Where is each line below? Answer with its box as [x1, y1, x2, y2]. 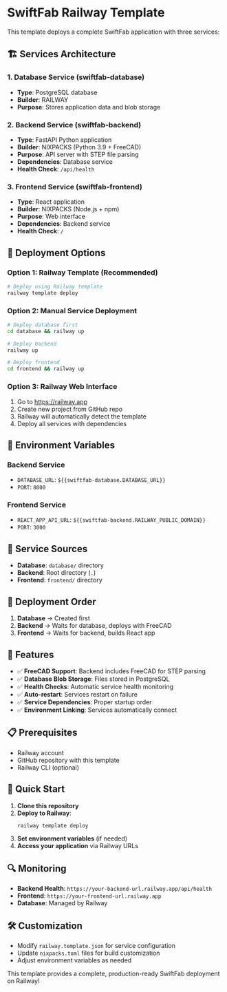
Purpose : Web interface [17, 212, 86, 221]
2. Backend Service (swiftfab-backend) [7, 120, 142, 129]
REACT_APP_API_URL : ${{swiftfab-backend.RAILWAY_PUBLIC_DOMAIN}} [17, 516, 206, 524]
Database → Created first [17, 614, 91, 622]
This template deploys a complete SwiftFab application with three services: [7, 28, 220, 36]
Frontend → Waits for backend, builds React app [17, 629, 155, 637]
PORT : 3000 [17, 523, 46, 531]
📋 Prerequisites [7, 727, 78, 739]
